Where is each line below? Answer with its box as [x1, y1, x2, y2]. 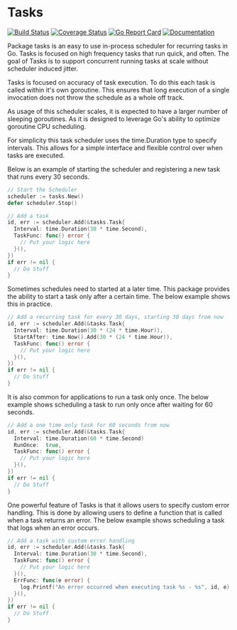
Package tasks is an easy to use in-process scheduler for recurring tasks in [7, 41, 228, 50]
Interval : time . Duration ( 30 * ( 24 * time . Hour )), [13, 327, 163, 335]
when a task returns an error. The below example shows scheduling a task [7, 515, 225, 524]
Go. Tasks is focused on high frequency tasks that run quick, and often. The [7, 49, 229, 58]
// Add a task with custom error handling [7, 537, 135, 545]
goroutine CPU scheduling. [7, 122, 87, 130]
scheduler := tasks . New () [7, 193, 84, 200]
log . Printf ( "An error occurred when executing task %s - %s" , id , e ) [20, 583, 231, 591]
